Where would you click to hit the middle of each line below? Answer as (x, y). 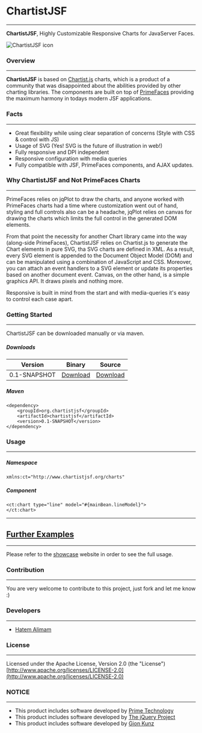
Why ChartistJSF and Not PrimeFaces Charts (73, 180)
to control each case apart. (40, 299)
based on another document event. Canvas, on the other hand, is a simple (98, 274)
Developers (23, 610)
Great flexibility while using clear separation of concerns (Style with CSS (105, 133)
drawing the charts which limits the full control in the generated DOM (92, 218)
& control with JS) (37, 139)
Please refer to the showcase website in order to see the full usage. (90, 554)
